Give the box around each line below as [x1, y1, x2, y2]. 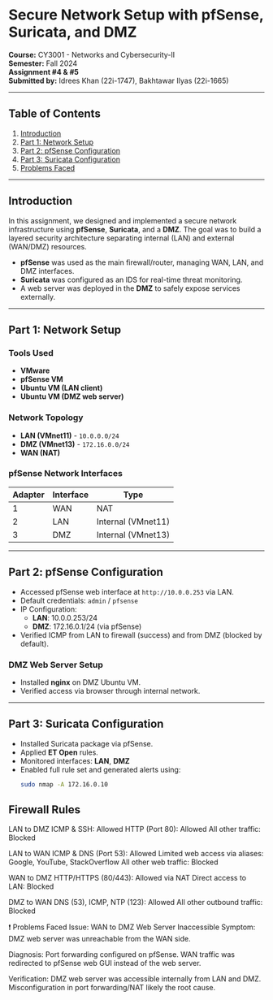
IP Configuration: [19, 604, 77, 614]
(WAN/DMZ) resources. [8, 241, 87, 251]
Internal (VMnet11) [96, 516, 171, 527]
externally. [19, 292, 55, 301]
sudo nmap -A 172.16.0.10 [19, 780, 108, 789]
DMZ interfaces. [19, 266, 75, 275]
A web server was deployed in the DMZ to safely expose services [19, 283, 240, 293]
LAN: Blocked [8, 881, 54, 891]
